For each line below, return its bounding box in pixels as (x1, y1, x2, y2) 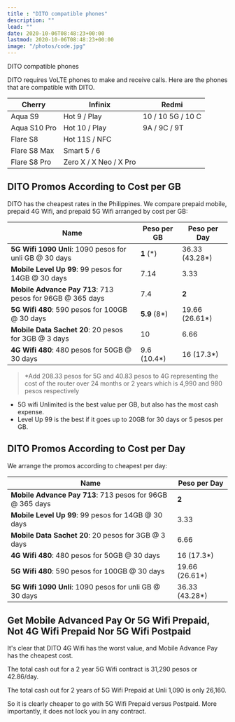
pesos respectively (24, 386, 80, 395)
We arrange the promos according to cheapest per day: (7, 461, 168, 470)
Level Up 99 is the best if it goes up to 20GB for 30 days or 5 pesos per (17, 415, 224, 423)
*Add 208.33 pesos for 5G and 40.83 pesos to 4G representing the (24, 372, 219, 380)
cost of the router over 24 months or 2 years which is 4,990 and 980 (24, 379, 222, 388)
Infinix (88, 100, 111, 109)
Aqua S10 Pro (10, 123, 57, 132)
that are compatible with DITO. (7, 83, 95, 91)
